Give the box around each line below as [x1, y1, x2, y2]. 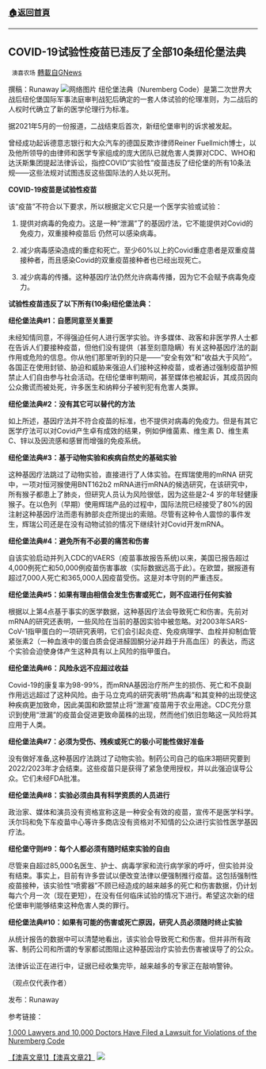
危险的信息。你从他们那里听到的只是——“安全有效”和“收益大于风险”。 [28, 353, 256, 362]
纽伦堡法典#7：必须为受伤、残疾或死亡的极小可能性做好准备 [8, 737, 204, 747]
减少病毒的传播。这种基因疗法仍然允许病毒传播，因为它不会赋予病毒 [19, 272, 242, 282]
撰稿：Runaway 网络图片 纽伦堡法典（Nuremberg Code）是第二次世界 [8, 85, 245, 95]
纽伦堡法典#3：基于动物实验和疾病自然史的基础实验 [8, 453, 177, 462]
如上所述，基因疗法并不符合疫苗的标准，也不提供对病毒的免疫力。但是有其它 [8, 416, 258, 426]
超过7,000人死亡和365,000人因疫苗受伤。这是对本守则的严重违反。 [8, 573, 227, 583]
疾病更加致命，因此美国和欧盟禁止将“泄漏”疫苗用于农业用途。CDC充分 [14, 700, 245, 710]
